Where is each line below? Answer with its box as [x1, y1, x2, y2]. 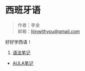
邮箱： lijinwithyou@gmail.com [17, 28, 80, 34]
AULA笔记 [12, 60, 34, 66]
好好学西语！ [5, 38, 32, 45]
